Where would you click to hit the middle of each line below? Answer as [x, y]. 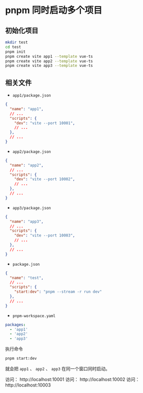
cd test [13, 47]
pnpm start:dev [21, 359]
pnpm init [16, 52]
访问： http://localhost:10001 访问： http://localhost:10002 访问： [73, 379]
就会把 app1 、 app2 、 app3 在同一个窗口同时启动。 [58, 369]
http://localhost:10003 [28, 385]
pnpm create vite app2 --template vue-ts [49, 61]
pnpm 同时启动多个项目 [54, 10]
